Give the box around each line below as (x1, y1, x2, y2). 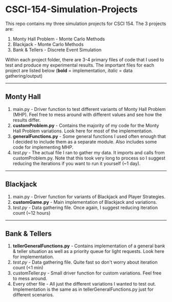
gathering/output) (5, 73, 42, 79)
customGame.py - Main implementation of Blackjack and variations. (12, 199, 157, 205)
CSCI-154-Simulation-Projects (5, 4, 138, 15)
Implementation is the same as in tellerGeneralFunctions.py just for (12, 286, 154, 292)
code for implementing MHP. (12, 144, 74, 150)
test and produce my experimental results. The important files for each (5, 62, 155, 68)
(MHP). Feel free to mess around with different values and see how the (12, 111, 162, 118)
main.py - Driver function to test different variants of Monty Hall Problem (12, 106, 166, 112)
